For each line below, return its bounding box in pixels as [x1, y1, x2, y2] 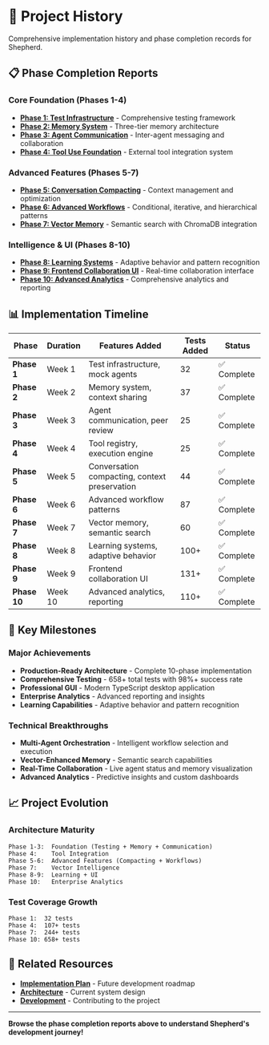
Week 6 [46, 499, 76, 510]
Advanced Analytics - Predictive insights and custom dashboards [19, 772, 239, 782]
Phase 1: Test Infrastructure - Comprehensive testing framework [19, 112, 236, 123]
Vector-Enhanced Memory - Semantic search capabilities [19, 755, 213, 765]
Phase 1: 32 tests [8, 914, 74, 922]
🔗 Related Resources [8, 958, 114, 971]
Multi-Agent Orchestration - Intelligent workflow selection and [19, 738, 229, 748]
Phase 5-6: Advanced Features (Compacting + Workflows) [8, 857, 203, 865]
